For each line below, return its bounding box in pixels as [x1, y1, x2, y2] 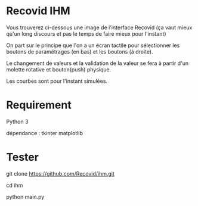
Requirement [6, 98, 72, 112]
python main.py [6, 193, 45, 200]
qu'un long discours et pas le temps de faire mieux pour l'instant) [6, 30, 166, 37]
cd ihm [6, 182, 23, 189]
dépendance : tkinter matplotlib [6, 129, 83, 136]
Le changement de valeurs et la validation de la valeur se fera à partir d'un [6, 60, 189, 67]
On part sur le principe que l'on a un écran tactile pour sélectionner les [6, 42, 180, 49]
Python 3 [6, 118, 29, 125]
